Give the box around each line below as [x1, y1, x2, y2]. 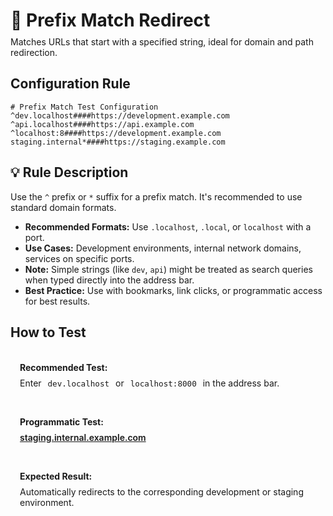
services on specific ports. [24, 252, 135, 264]
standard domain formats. [10, 201, 117, 213]
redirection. [10, 46, 58, 58]
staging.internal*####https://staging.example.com [10, 137, 226, 147]
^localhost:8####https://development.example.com [10, 128, 222, 138]
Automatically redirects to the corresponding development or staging [19, 485, 304, 498]
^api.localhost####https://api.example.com [10, 119, 195, 129]
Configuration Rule [10, 75, 131, 93]
